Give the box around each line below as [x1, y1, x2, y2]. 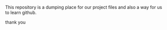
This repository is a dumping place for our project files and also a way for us [5, 4, 162, 10]
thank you [5, 19, 26, 25]
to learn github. [5, 9, 36, 15]
